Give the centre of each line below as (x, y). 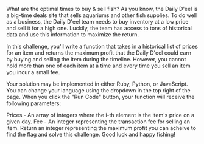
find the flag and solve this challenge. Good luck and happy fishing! (91, 134)
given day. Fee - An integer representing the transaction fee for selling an (98, 122)
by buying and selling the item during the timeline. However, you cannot (96, 59)
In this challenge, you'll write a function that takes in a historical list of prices (102, 46)
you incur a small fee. (33, 72)
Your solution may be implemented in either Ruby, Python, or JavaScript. (97, 84)
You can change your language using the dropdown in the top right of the (98, 90)
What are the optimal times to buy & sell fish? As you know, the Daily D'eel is (102, 9)
